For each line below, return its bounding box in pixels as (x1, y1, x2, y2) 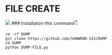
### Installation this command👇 (11, 20, 78, 26)
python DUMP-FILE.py (5, 44, 49, 50)
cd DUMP (5, 40, 22, 45)
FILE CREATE (5, 3, 61, 14)
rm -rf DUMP (5, 31, 30, 36)
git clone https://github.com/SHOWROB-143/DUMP (5, 36, 107, 41)
